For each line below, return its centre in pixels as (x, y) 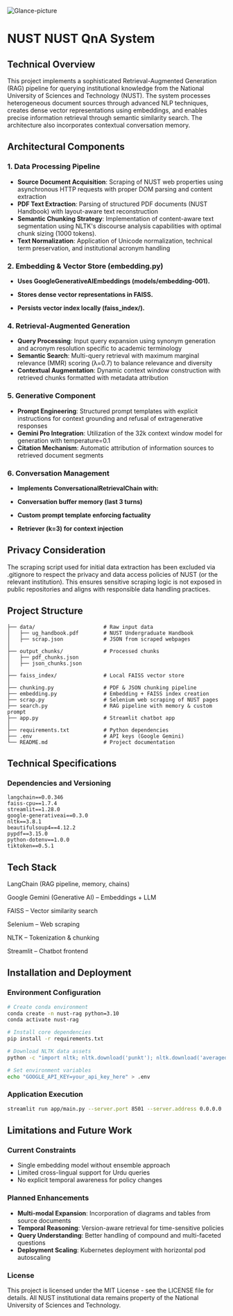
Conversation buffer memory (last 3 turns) (80, 501)
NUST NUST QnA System (81, 39)
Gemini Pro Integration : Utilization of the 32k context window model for (120, 433)
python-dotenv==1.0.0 (38, 840)
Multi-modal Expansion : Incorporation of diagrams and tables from (114, 1213)
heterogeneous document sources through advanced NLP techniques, (108, 103)
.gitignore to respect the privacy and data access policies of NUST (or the (113, 574)
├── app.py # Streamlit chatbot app (91, 718)
